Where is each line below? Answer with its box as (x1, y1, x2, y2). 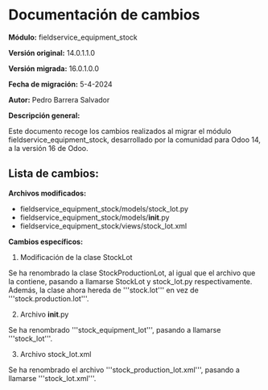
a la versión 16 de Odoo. (8, 143, 89, 153)
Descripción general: (8, 111, 80, 120)
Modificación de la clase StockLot (19, 252, 133, 262)
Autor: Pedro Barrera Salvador (8, 94, 110, 104)
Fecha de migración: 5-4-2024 (8, 79, 113, 89)
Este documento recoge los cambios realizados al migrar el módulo (8, 126, 232, 136)
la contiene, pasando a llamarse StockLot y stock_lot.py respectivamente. (8, 276, 253, 286)
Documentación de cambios (8, 6, 200, 24)
